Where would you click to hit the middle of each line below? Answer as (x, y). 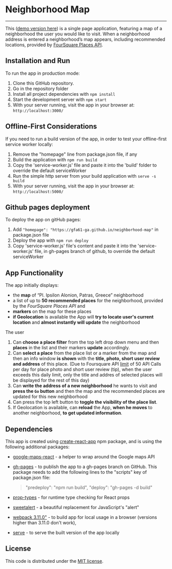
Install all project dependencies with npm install (64, 94)
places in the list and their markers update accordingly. (71, 348)
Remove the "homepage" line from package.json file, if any (75, 154)
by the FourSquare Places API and (49, 306)
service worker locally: (29, 144)
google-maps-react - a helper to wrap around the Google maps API (84, 457)
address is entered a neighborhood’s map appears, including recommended (85, 39)
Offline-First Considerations (51, 127)
